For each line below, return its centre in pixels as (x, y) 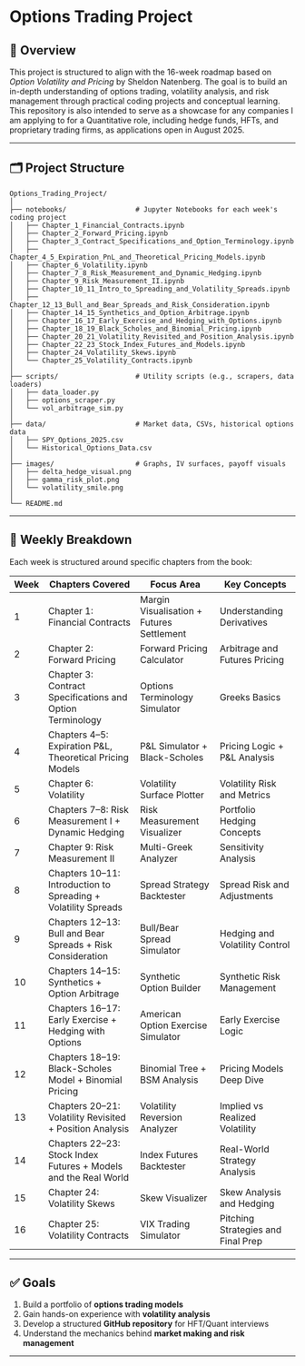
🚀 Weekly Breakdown (71, 540)
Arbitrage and (249, 648)
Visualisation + (171, 610)
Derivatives (243, 622)
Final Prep (241, 1241)
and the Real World (89, 1177)
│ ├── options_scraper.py (63, 400)
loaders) (26, 384)
